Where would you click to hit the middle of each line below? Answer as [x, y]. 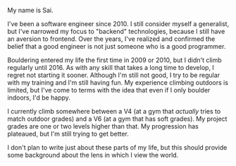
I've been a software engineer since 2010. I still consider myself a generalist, [118, 24]
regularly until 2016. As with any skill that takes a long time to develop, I [111, 67]
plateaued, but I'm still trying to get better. [68, 134]
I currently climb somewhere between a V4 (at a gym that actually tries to [114, 111]
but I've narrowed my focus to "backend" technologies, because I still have [116, 31]
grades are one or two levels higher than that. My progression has [103, 126]
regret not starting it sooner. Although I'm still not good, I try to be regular [114, 75]
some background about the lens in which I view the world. [93, 155]
